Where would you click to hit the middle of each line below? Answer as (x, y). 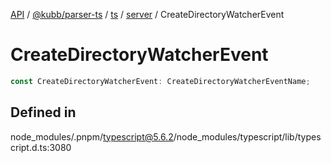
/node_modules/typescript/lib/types (247, 136)
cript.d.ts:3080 (41, 147)
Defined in (43, 112)
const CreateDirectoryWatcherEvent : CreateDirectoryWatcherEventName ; (160, 81)
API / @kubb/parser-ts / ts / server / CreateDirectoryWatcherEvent (147, 14)
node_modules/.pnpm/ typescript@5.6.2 (92, 136)
